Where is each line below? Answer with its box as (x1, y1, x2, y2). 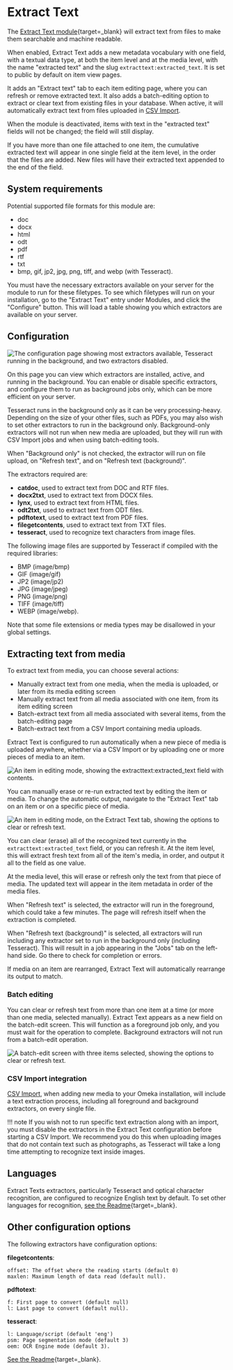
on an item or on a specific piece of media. (7, 802, 130, 810)
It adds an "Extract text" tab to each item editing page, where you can (7, 84, 207, 92)
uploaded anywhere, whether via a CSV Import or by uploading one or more (7, 745, 225, 754)
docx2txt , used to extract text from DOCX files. (17, 491, 154, 499)
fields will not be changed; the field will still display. (7, 127, 154, 135)
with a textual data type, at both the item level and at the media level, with (7, 55, 218, 64)
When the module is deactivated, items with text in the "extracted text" (7, 119, 210, 128)
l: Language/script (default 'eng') (7, 1330, 113, 1337)
